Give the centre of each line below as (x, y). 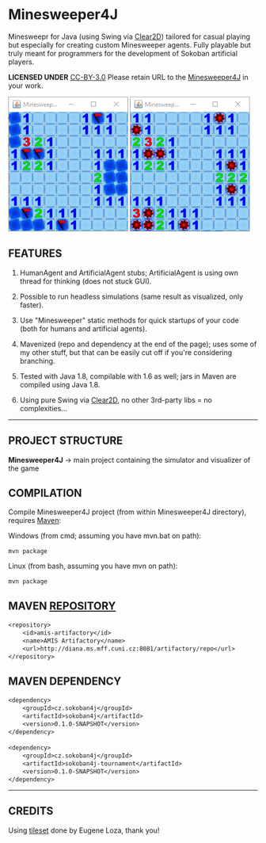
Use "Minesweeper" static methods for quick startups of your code (129, 320)
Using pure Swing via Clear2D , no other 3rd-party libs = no (116, 400)
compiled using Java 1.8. (60, 384)
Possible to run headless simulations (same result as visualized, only (131, 296)
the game (24, 468)
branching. (37, 360)
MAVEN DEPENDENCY (65, 681)
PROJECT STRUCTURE (66, 441)
